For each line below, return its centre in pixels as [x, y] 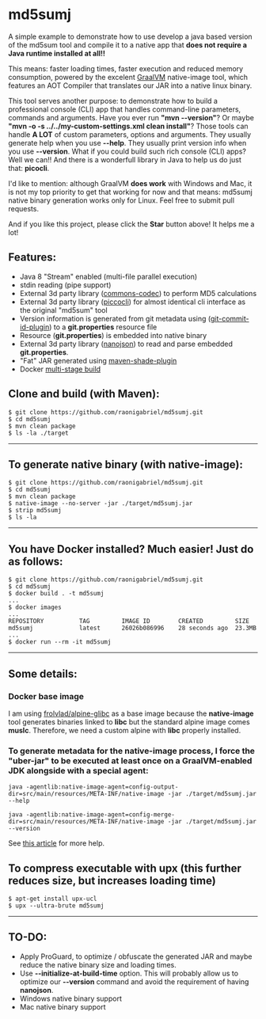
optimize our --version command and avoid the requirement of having [134, 981]
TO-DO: [28, 937]
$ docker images [35, 607]
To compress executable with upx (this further [125, 868]
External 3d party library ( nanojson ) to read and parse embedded [126, 344]
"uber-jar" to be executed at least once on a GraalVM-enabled [130, 760]
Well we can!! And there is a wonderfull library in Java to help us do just [125, 159]
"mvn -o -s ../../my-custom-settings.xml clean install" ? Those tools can [128, 126]
